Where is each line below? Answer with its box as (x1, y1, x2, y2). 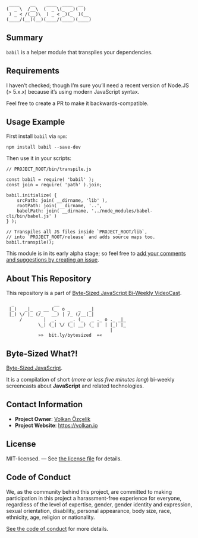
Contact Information (6, 399, 83, 410)
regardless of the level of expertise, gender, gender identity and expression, (6, 500, 192, 508)
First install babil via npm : (6, 133, 67, 140)
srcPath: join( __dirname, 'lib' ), (17, 198, 108, 204)
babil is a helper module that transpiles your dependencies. (6, 48, 153, 56)
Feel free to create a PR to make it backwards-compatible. (6, 100, 149, 107)
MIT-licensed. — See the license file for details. (6, 455, 122, 462)
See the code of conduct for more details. (6, 525, 109, 532)
